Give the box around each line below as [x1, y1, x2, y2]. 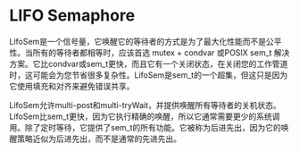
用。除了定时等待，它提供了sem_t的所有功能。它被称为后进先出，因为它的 [9, 122, 281, 132]
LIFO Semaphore [9, 5, 136, 26]
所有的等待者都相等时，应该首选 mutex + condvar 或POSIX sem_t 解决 [32, 46, 290, 58]
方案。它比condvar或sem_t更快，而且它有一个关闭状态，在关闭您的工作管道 [9, 58, 288, 69]
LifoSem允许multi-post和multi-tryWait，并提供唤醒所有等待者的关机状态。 [9, 99, 281, 110]
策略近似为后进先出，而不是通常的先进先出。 [16, 133, 181, 144]
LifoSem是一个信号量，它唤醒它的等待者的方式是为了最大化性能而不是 [9, 36, 266, 46]
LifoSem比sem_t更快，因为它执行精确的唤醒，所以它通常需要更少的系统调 [9, 111, 280, 122]
